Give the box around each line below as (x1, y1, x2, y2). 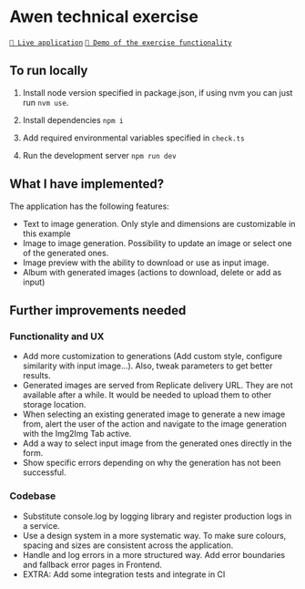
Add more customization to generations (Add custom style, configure (22, 351, 283, 362)
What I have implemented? (9, 176, 165, 192)
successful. (22, 467, 66, 478)
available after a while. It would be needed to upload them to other (22, 389, 272, 400)
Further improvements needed (9, 303, 187, 318)
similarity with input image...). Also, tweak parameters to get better (22, 360, 273, 371)
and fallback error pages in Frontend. (22, 559, 162, 570)
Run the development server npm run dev (22, 150, 177, 160)
